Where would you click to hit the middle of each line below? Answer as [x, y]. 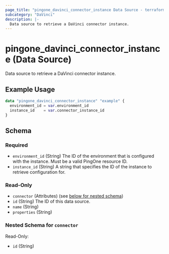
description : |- [22, 19]
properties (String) [32, 212]
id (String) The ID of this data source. [51, 202]
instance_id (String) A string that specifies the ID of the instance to [82, 167]
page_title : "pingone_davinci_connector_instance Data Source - [74, 10]
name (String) [25, 207]
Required [17, 145]
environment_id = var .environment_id [49, 106]
